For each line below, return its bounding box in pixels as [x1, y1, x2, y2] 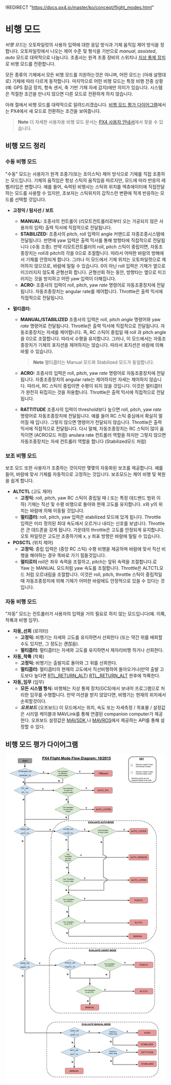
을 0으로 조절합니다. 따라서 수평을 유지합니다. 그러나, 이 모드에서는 [20, 335, 153, 342]
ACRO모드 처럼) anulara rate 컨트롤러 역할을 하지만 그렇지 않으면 [35, 431, 166, 438]
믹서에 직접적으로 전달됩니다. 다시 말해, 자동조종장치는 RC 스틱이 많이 [20, 425, 159, 431]
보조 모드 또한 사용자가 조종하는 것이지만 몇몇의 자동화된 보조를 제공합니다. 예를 [5, 465, 163, 471]
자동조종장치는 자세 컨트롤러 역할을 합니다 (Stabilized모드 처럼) [20, 438, 147, 444]
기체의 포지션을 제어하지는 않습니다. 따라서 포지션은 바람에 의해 [38, 342, 164, 348]
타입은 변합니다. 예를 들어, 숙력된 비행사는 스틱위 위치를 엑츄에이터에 [11, 183, 147, 189]
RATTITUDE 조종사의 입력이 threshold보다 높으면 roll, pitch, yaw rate [20, 406, 162, 413]
